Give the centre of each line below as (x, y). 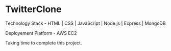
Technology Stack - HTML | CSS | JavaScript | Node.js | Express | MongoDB (86, 23)
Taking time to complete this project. (44, 43)
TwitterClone (33, 9)
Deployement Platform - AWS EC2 (41, 33)
